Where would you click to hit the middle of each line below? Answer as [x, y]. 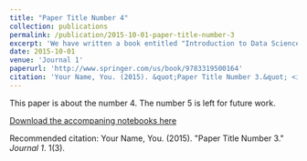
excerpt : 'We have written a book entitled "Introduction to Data [138, 43]
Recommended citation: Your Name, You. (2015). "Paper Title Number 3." [147, 138]
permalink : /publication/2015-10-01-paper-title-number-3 [122, 35]
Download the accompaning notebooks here [93, 120]
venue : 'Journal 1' [47, 60]
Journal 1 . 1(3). [37, 147]
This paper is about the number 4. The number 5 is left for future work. [143, 103]
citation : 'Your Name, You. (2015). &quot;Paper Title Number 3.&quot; [148, 77]
